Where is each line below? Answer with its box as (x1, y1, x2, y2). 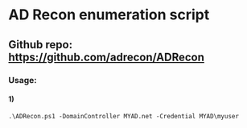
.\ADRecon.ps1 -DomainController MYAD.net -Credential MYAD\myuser (8, 112, 240, 120)
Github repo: (8, 38, 73, 52)
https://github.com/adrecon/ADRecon (8, 50, 205, 64)
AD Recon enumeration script (8, 6, 210, 24)
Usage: (8, 74, 38, 85)
